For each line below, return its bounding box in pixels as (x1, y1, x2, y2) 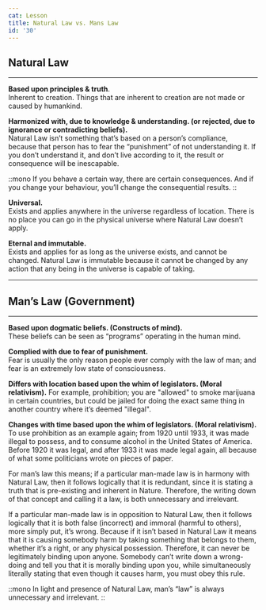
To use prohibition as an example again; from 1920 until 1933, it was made (8, 428, 249, 438)
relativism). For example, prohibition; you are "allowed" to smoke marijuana (8, 388, 256, 397)
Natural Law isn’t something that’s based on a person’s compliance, (8, 133, 228, 143)
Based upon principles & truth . (8, 84, 111, 94)
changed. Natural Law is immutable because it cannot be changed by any (8, 256, 249, 265)
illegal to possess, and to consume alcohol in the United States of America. (8, 437, 253, 446)
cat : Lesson (8, 11, 47, 20)
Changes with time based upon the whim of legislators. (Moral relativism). (8, 420, 257, 429)
